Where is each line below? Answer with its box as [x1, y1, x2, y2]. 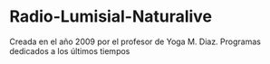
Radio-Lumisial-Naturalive [9, 6, 213, 27]
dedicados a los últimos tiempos [9, 45, 130, 56]
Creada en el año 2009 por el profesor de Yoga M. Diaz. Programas [9, 36, 261, 47]
